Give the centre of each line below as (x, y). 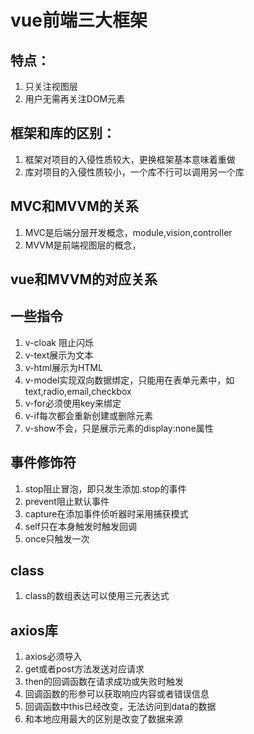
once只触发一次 (57, 538)
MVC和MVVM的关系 (74, 206)
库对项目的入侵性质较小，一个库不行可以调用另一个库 (134, 172)
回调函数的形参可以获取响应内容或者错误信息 (117, 694)
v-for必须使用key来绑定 (73, 403)
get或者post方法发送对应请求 (84, 669)
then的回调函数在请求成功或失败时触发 (104, 682)
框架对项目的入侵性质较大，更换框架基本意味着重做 (130, 159)
